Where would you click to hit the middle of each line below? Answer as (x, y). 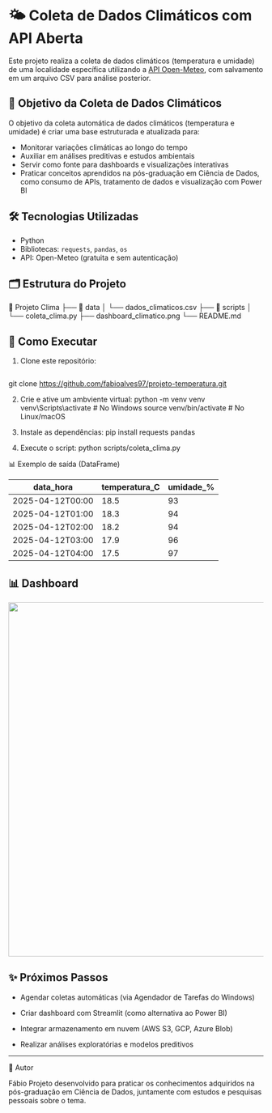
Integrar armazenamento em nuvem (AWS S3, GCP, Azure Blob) (126, 1028)
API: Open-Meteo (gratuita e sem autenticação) (99, 257)
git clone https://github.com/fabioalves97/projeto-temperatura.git (117, 384)
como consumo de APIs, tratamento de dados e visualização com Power (141, 181)
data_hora (53, 487)
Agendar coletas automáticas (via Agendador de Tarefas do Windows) (137, 997)
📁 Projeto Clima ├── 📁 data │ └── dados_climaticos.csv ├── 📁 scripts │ (130, 308)
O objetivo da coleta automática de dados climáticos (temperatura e (121, 123)
